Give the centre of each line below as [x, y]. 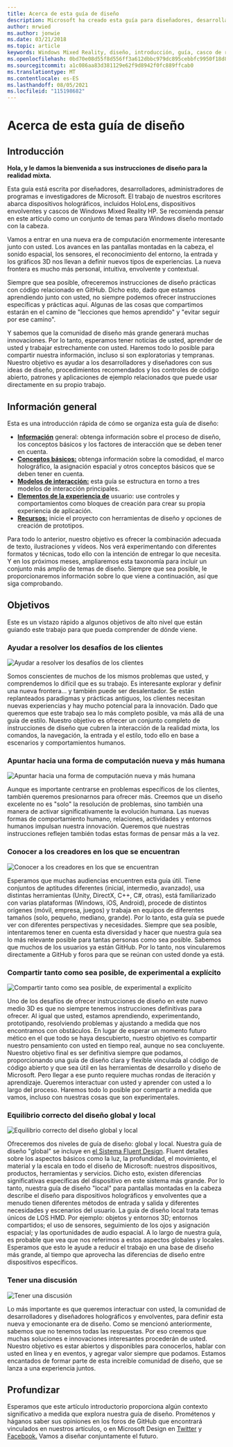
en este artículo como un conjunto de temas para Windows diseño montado [115, 219]
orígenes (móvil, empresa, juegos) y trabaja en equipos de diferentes [106, 910]
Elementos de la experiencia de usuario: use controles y [98, 496]
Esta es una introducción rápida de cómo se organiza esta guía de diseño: [113, 423]
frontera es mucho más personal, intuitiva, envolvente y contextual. [103, 269]
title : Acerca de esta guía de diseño [63, 14]
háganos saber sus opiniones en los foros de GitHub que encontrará [105, 1421]
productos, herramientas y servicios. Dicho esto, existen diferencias [104, 1173]
